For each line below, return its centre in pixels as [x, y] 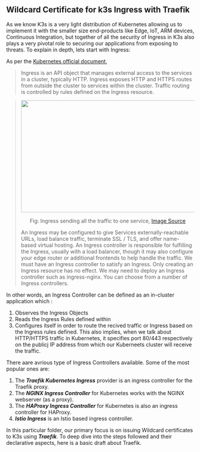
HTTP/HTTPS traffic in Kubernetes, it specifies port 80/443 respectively [104, 338]
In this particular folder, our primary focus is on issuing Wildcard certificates [100, 430]
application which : [29, 301]
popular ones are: [28, 369]
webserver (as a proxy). [44, 399]
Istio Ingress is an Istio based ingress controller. [74, 419]
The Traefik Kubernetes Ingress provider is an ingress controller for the [104, 380]
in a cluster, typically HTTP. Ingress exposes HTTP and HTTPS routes [106, 79]
